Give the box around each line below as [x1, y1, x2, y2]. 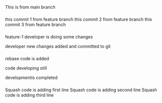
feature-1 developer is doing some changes [5, 34, 93, 40]
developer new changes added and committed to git [5, 43, 111, 49]
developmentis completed [5, 75, 58, 80]
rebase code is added [5, 55, 49, 61]
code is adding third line [5, 92, 54, 98]
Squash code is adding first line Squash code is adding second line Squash [5, 87, 157, 93]
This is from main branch [5, 4, 55, 10]
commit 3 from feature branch [5, 22, 66, 27]
